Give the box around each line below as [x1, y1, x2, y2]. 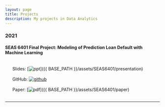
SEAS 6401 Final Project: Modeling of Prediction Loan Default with [5, 44, 143, 50]
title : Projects [5, 12, 38, 17]
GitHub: [12, 76, 28, 82]
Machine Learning [5, 49, 43, 55]
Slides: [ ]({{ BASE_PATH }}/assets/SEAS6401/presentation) [12, 65, 143, 71]
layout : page [5, 7, 32, 12]
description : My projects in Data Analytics [5, 16, 98, 21]
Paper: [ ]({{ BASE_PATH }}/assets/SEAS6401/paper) [12, 86, 130, 92]
